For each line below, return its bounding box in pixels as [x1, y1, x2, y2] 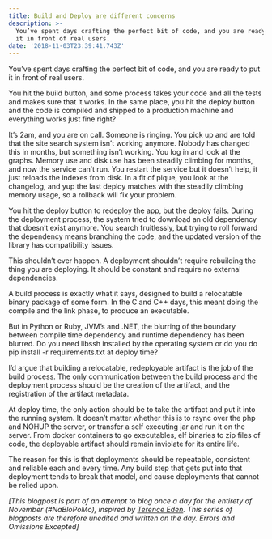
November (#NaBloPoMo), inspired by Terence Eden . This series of [8, 505, 233, 515]
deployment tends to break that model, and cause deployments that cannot [8, 472, 260, 482]
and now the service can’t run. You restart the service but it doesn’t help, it [8, 164, 257, 174]
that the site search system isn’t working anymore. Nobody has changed [8, 138, 251, 148]
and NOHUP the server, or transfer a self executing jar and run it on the [8, 422, 245, 431]
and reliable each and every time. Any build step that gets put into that [8, 463, 243, 473]
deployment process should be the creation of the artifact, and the [8, 380, 231, 390]
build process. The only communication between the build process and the [8, 371, 258, 381]
